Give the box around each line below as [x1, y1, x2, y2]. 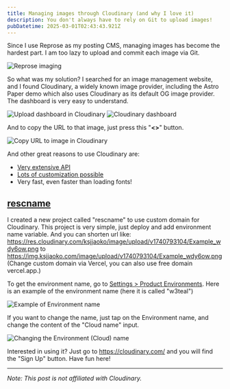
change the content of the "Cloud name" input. [7, 321, 139, 329]
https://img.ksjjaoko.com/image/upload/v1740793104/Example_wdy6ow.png [7, 252, 222, 260]
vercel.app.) [7, 267, 41, 275]
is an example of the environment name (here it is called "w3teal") [7, 287, 194, 295]
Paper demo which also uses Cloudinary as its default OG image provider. [7, 90, 215, 98]
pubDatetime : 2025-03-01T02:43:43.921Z [7, 23, 121, 29]
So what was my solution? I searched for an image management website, [7, 75, 214, 83]
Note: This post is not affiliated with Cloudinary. [7, 374, 142, 383]
